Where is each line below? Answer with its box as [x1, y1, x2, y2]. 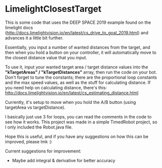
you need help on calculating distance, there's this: [5, 84, 107, 90]
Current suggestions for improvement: [5, 148, 81, 154]
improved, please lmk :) [5, 138, 52, 144]
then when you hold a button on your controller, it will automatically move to [5, 50, 157, 55]
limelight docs [5, 24, 33, 30]
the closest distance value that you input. [5, 54, 87, 60]
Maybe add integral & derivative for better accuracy [12, 157, 115, 163]
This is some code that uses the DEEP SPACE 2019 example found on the [5, 19, 151, 25]
